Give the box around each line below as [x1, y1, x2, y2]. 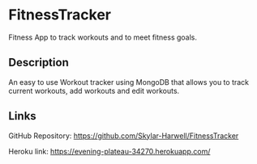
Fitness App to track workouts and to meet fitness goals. [8, 32, 197, 42]
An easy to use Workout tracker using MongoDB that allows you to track [8, 77, 250, 86]
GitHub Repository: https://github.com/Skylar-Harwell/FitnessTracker [8, 131, 239, 141]
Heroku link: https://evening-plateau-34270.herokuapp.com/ [8, 146, 211, 156]
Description [8, 56, 69, 69]
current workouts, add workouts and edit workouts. [8, 86, 180, 95]
